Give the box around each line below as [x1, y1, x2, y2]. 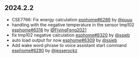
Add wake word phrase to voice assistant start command [11, 42, 127, 48]
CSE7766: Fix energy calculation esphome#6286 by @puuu [11, 16, 133, 22]
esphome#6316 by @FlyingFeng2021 [11, 27, 87, 33]
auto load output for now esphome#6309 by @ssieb [11, 37, 117, 43]
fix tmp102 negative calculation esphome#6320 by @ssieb [11, 32, 130, 38]
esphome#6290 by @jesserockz [11, 47, 78, 53]
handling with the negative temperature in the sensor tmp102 [11, 22, 135, 28]
